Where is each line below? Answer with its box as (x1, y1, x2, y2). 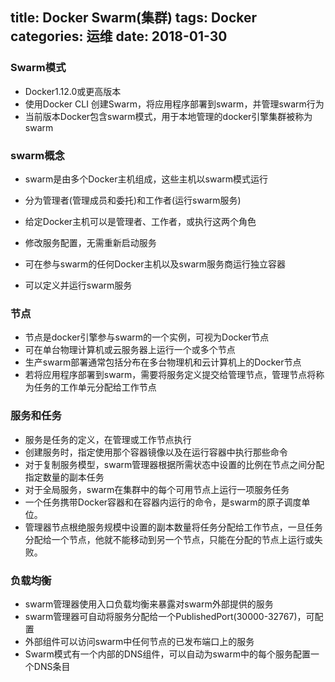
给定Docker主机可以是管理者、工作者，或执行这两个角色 (24, 215, 257, 227)
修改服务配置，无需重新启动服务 (24, 236, 157, 248)
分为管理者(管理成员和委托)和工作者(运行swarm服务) (24, 194, 242, 206)
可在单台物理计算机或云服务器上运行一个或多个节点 (24, 344, 236, 356)
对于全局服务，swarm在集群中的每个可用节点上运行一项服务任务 (24, 483, 290, 495)
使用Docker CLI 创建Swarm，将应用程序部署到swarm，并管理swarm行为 (24, 98, 325, 110)
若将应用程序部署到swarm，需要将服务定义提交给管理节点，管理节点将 (24, 369, 317, 381)
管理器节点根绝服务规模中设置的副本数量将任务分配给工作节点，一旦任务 (24, 521, 323, 533)
